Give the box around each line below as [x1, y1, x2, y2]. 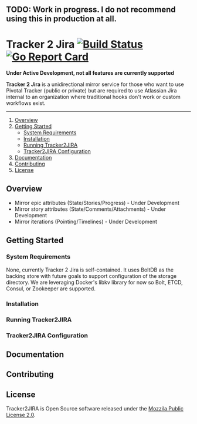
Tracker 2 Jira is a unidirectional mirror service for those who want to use [6, 81, 184, 88]
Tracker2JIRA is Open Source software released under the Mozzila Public [6, 405, 184, 412]
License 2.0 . [6, 412, 36, 419]
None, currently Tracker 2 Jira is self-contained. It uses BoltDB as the [6, 266, 174, 273]
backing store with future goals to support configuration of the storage [6, 272, 177, 279]
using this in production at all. [6, 14, 117, 24]
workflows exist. [6, 100, 46, 107]
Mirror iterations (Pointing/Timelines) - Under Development [14, 218, 157, 226]
